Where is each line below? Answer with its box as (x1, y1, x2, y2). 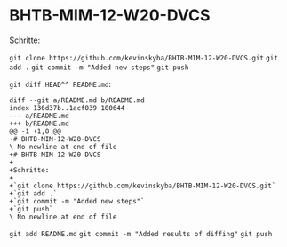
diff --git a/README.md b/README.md (9, 95, 145, 105)
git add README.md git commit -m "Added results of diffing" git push (9, 229, 273, 238)
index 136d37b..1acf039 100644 (9, 103, 125, 112)
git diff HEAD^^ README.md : (9, 78, 112, 89)
